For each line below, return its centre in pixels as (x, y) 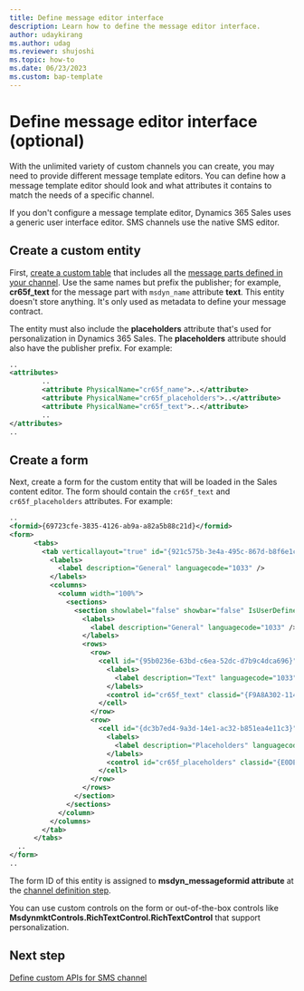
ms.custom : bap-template (56, 77)
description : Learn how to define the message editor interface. (135, 26)
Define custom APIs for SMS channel (78, 977)
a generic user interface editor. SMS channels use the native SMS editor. (145, 222)
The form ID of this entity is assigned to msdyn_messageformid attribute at (152, 880)
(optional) (47, 141)
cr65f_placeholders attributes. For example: (91, 501)
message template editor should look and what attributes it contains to (141, 185)
